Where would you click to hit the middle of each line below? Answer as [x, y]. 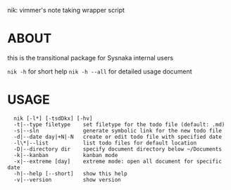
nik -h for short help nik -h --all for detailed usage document [100, 71]
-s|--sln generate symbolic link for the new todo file [118, 130]
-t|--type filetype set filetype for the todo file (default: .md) [119, 124]
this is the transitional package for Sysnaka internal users [90, 57]
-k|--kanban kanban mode [66, 155]
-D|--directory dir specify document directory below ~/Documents [118, 149]
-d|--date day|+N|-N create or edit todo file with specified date [118, 137]
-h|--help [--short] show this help [71, 174]
